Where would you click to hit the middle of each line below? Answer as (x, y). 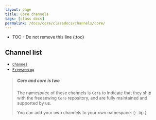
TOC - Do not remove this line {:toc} (48, 37)
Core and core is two (38, 80)
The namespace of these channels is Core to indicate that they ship (84, 93)
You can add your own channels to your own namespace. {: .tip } (82, 113)
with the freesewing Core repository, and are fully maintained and (82, 98)
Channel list (24, 52)
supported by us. (34, 103)
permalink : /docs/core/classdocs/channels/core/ (55, 23)
